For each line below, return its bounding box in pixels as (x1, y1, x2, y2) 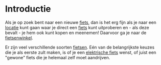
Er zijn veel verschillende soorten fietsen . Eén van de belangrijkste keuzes (5, 44, 155, 50)
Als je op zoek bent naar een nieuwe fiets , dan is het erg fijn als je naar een (5, 19, 157, 25)
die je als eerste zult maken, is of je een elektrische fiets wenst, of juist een (5, 49, 157, 55)
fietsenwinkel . (5, 35, 33, 41)
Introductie (5, 3, 51, 15)
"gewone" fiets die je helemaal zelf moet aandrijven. (5, 54, 110, 60)
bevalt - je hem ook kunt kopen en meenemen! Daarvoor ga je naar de (5, 30, 147, 35)
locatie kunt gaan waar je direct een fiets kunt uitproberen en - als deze (5, 24, 149, 30)
